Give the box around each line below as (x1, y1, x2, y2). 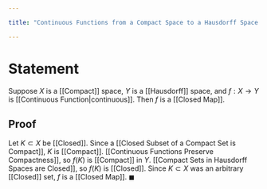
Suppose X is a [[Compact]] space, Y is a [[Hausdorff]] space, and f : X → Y (8, 86, 259, 95)
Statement (8, 60, 80, 78)
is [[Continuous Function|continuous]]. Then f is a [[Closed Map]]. (8, 94, 226, 104)
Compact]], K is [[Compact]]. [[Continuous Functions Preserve (8, 147, 214, 156)
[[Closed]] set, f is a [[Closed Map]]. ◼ (8, 172, 135, 182)
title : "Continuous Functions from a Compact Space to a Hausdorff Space (8, 18, 259, 26)
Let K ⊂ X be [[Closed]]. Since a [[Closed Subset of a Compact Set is (8, 138, 237, 148)
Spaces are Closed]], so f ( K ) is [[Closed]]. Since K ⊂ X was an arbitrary (8, 164, 244, 173)
